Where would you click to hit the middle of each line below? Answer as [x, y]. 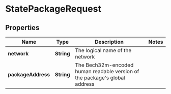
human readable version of [107, 71]
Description [109, 42]
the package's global [100, 78]
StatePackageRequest [53, 9]
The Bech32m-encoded [104, 65]
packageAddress [29, 74]
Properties [22, 28]
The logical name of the [103, 50]
